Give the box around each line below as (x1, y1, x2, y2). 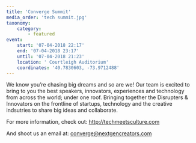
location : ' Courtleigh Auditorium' (17, 59, 109, 65)
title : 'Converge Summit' (6, 8, 71, 15)
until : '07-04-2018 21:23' (17, 53, 85, 59)
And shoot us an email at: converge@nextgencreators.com (6, 130, 152, 137)
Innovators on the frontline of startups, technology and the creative (6, 100, 173, 108)
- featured (28, 31, 55, 37)
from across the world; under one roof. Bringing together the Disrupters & (6, 94, 188, 101)
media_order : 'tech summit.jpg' (6, 14, 87, 20)
